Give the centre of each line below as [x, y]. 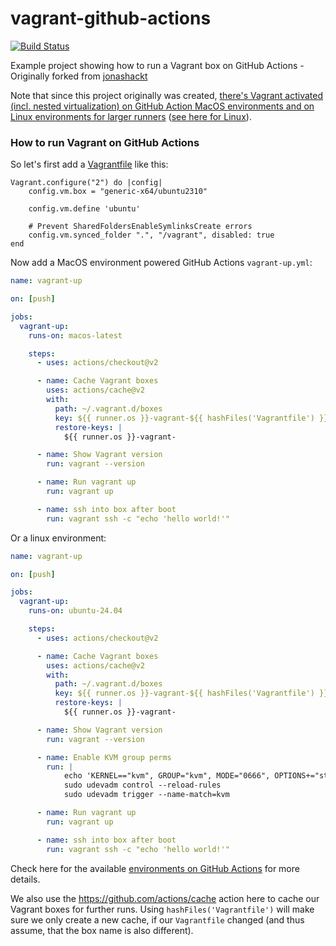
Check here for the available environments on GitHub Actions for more [155, 868]
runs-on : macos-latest [75, 335]
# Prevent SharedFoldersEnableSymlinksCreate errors [140, 227]
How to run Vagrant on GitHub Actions [105, 142]
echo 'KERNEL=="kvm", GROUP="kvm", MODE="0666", [167, 776]
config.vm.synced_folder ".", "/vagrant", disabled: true [151, 235]
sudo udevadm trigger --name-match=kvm [146, 795]
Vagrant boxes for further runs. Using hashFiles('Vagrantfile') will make [162, 909]
